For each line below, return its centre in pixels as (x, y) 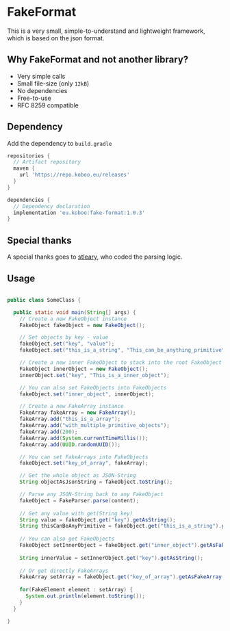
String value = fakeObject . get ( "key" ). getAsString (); (98, 520)
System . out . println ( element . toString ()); (85, 596)
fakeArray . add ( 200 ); (49, 432)
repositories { (29, 156)
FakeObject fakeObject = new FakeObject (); (82, 325)
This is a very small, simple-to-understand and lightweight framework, (106, 31)
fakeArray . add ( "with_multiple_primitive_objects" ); (94, 426)
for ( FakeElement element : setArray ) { (76, 590)
